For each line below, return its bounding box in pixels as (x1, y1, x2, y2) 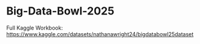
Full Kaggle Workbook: (6, 24, 63, 31)
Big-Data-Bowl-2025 (6, 4, 114, 18)
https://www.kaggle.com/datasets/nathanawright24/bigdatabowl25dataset (6, 30, 194, 37)
